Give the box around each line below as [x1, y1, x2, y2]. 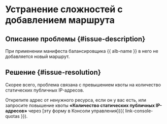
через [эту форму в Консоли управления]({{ [28, 108, 124, 114]
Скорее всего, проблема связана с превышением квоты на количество [5, 81, 161, 87]
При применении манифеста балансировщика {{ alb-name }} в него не [5, 48, 158, 54]
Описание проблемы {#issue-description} [5, 35, 146, 43]
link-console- [125, 108, 153, 114]
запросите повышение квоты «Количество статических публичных [5, 102, 155, 108]
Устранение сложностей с [5, 4, 123, 15]
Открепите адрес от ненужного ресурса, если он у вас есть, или [5, 97, 146, 103]
